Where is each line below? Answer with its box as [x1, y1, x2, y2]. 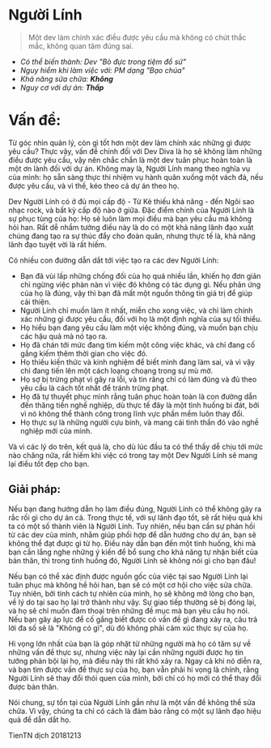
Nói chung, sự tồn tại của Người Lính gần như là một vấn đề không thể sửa [8, 697, 256, 707]
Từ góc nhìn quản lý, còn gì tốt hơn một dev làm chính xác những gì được [8, 138, 252, 147]
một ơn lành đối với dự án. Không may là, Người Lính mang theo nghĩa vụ [8, 164, 251, 173]
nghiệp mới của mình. [19, 425, 93, 435]
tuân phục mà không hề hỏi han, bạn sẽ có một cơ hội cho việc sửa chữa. [8, 579, 253, 589]
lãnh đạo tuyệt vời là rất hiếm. [8, 239, 107, 249]
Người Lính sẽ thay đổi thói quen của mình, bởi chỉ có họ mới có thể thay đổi [8, 673, 261, 682]
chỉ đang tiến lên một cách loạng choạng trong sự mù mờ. [19, 365, 214, 375]
